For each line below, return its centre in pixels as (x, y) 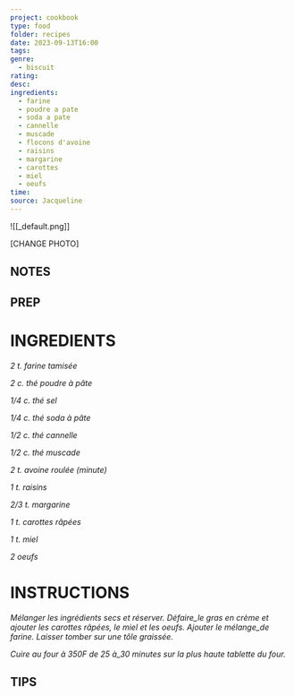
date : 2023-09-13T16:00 (55, 43)
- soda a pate (44, 117)
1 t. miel (24, 539)
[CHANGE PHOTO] (45, 244)
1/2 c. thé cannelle (44, 434)
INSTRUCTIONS (70, 593)
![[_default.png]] (40, 226)
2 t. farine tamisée (44, 365)
